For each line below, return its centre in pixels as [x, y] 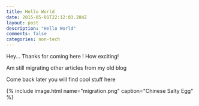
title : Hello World [31, 12]
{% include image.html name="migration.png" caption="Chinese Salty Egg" [100, 91]
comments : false [26, 34]
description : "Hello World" [41, 28]
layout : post [22, 23]
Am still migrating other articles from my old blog [67, 68]
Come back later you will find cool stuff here [61, 79]
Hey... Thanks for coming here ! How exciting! [63, 56]
